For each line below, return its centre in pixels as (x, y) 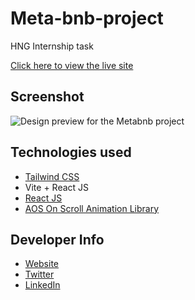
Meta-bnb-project (87, 18)
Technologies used (71, 152)
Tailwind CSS (52, 176)
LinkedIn (42, 285)
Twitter (39, 274)
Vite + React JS (57, 187)
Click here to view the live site (72, 65)
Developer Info (57, 239)
